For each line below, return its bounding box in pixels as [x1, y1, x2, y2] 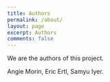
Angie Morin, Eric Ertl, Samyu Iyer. [7, 68, 104, 76]
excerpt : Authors [7, 29, 57, 36]
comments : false [7, 36, 54, 42]
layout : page [7, 23, 45, 29]
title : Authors [7, 10, 51, 17]
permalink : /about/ [7, 16, 63, 23]
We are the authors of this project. [7, 54, 104, 62]
